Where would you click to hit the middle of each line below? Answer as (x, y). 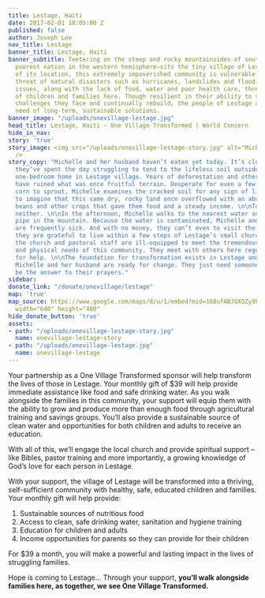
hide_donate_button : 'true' (54, 316)
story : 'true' (32, 140)
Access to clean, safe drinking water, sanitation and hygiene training (131, 521)
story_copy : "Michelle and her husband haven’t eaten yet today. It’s (127, 163)
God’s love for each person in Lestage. (71, 465)
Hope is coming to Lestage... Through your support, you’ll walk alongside (129, 577)
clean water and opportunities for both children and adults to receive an (125, 425)
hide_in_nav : (30, 133)
